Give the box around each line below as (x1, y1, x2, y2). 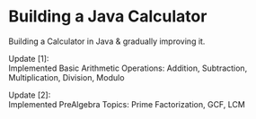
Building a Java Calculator (8, 6, 207, 27)
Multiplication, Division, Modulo (8, 72, 125, 82)
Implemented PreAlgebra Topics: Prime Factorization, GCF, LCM (8, 98, 246, 109)
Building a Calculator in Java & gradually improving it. (8, 36, 206, 47)
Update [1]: (8, 53, 49, 64)
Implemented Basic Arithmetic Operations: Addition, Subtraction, (8, 63, 248, 73)
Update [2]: (8, 89, 51, 100)
